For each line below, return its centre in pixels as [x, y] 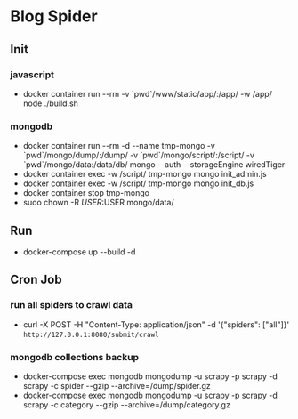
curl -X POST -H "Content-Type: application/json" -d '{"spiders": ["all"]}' [156, 324]
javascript [32, 75]
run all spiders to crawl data [71, 305]
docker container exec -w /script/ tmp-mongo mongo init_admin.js [145, 174]
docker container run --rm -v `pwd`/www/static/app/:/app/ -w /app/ [147, 93]
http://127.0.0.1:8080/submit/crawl [91, 334]
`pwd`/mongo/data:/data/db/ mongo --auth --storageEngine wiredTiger [154, 165]
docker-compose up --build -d [79, 252]
